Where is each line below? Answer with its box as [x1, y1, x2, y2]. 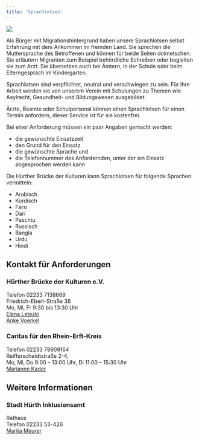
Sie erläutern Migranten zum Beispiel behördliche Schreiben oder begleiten [6, 56, 194, 63]
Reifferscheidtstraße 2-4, [6, 352, 69, 360]
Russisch [14, 222, 38, 230]
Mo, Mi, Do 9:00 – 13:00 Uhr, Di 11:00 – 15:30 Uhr [6, 358, 128, 366]
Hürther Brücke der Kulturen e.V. [6, 277, 105, 286]
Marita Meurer [6, 427, 42, 435]
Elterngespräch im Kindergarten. [6, 69, 87, 76]
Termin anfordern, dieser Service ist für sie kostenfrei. [6, 111, 141, 118]
